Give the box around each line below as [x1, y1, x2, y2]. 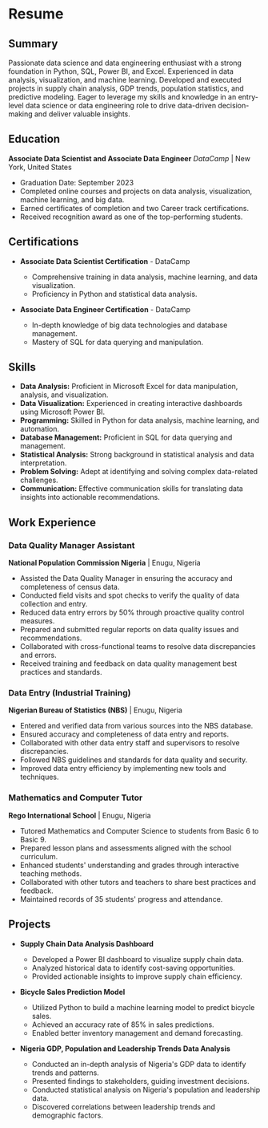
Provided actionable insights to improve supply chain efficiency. [31, 972, 242, 981]
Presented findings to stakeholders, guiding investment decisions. [31, 1076, 250, 1085]
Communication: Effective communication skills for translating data [19, 484, 244, 493]
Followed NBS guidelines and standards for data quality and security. [19, 755, 248, 765]
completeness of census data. [19, 582, 120, 592]
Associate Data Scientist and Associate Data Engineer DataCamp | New [8, 153, 250, 163]
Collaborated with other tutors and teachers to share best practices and [19, 877, 257, 887]
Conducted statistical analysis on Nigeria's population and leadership [31, 1085, 261, 1094]
